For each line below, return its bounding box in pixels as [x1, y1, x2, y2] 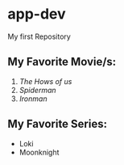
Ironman [19, 94, 48, 104]
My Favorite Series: [7, 117, 108, 131]
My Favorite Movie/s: [7, 55, 117, 69]
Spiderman [19, 85, 57, 95]
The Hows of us [19, 76, 72, 86]
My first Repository [7, 32, 72, 41]
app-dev [7, 5, 66, 23]
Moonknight [19, 147, 60, 157]
